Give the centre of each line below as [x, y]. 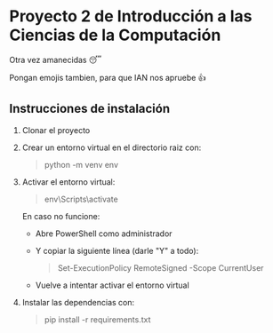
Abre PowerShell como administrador [104, 234]
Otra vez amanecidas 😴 [56, 59]
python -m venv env [81, 164]
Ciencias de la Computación [115, 35]
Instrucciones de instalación [90, 109]
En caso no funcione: [61, 216]
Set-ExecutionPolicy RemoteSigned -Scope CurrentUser [161, 267]
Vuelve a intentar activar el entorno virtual [112, 285]
